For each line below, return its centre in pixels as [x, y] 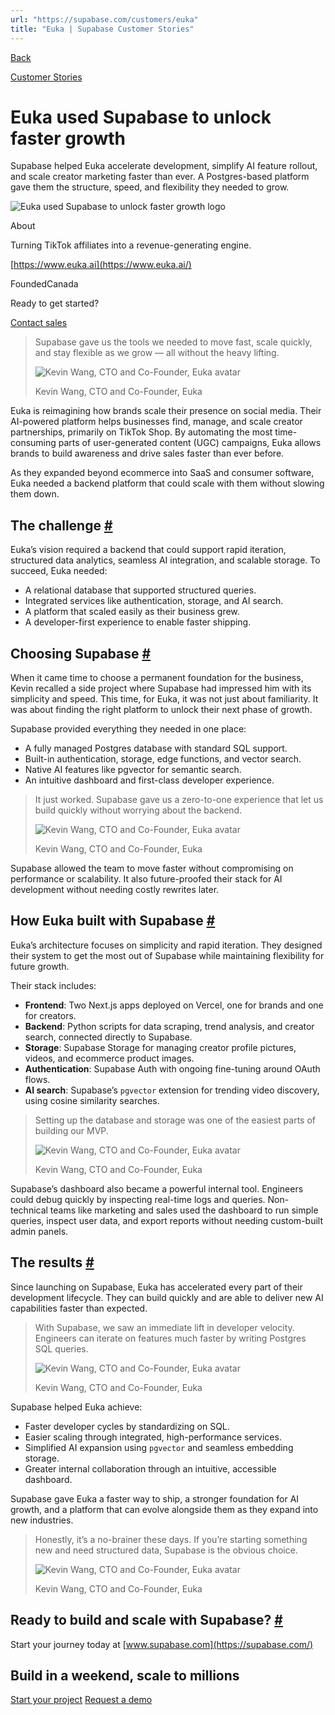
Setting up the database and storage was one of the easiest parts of [175, 1120]
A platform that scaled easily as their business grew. [132, 612]
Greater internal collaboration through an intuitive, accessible [150, 1468]
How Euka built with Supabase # [113, 921]
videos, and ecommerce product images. [109, 1058]
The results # [52, 1262]
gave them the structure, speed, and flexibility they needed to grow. [150, 187]
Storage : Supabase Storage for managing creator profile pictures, [160, 1047]
